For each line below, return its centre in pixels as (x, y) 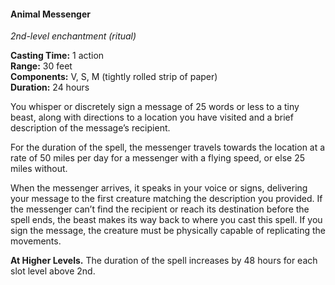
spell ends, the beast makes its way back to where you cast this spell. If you (166, 220)
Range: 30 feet (41, 66)
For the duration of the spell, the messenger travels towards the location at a (168, 147)
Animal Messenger (50, 14)
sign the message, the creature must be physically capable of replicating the (168, 231)
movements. (36, 241)
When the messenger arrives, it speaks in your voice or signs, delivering (159, 188)
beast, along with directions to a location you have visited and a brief (152, 117)
